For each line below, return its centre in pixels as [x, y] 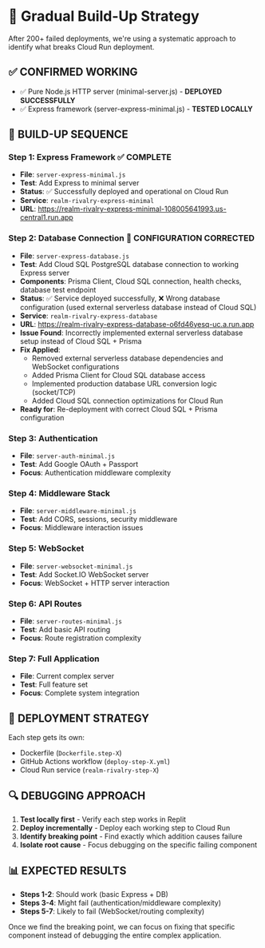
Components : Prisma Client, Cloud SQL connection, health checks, [131, 281]
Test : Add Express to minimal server [79, 183]
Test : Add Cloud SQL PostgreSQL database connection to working [129, 264]
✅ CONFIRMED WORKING [73, 72]
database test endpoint [58, 289]
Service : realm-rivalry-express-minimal [87, 201]
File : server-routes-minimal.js [71, 621]
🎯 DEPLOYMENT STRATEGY [79, 718]
